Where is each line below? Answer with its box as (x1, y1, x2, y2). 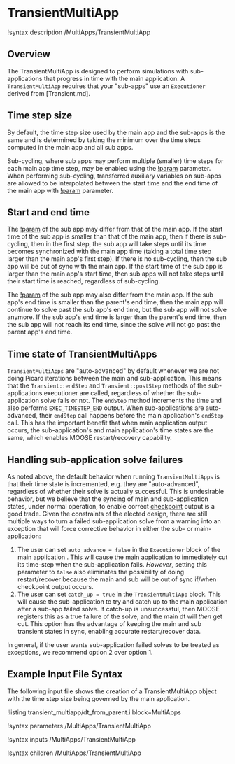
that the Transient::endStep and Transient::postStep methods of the (7, 381, 207, 390)
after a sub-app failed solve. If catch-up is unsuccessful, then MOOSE (17, 605, 220, 613)
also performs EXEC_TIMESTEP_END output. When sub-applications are (7, 404, 204, 412)
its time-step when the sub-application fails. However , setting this (17, 560, 208, 568)
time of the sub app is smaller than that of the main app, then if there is (7, 232, 212, 241)
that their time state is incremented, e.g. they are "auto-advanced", (7, 480, 200, 488)
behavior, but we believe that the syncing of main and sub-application (7, 495, 208, 503)
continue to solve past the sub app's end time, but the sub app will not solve (7, 306, 227, 314)
